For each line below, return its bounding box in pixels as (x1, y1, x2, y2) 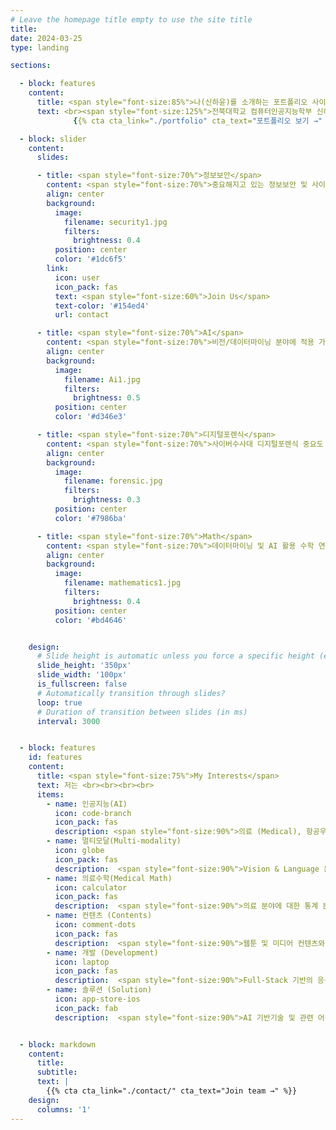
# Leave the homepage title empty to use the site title (10, 14, 253, 25)
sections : (10, 61, 52, 71)
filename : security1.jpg (63, 217, 168, 227)
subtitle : (36, 1067, 78, 1078)
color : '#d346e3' (54, 412, 128, 422)
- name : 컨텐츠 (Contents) (46, 911, 153, 921)
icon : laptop (54, 957, 110, 967)
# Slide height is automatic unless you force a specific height (36, 651, 315, 661)
